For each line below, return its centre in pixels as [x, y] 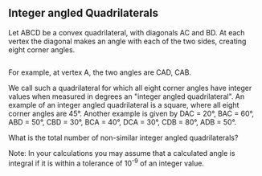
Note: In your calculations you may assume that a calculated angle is [122, 153]
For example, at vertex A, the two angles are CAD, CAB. [100, 72]
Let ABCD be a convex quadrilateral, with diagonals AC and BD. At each [127, 32]
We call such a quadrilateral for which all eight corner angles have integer [130, 88]
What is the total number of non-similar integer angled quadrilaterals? [123, 137]
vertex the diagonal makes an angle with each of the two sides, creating [127, 41]
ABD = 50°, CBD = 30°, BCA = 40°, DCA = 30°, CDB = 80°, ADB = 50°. [123, 122]
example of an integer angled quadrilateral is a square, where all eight [124, 104]
